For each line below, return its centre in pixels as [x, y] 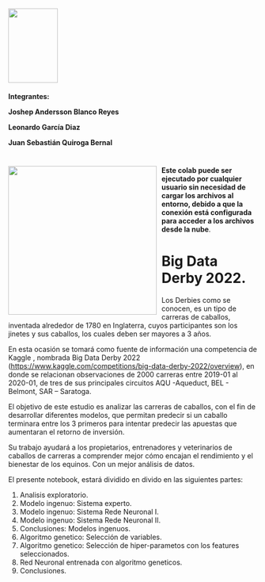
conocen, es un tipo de [199, 308]
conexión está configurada [207, 213]
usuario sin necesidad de [204, 187]
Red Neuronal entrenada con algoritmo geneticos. [101, 562]
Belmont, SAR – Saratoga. [50, 392]
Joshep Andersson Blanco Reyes [64, 112]
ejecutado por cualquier [202, 179]
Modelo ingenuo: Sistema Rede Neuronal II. [90, 520]
